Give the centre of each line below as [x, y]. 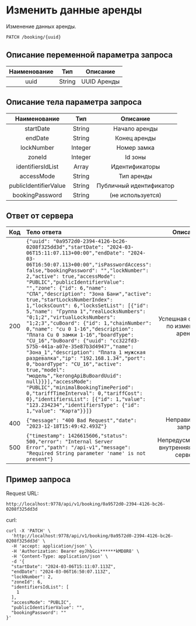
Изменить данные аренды [74, 10]
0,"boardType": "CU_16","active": [74, 364]
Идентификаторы [135, 166]
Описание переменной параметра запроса [90, 55]
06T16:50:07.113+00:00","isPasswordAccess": [89, 265]
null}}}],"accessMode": [59, 382]
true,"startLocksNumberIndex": [69, 300]
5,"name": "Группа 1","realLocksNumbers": [86, 312]
